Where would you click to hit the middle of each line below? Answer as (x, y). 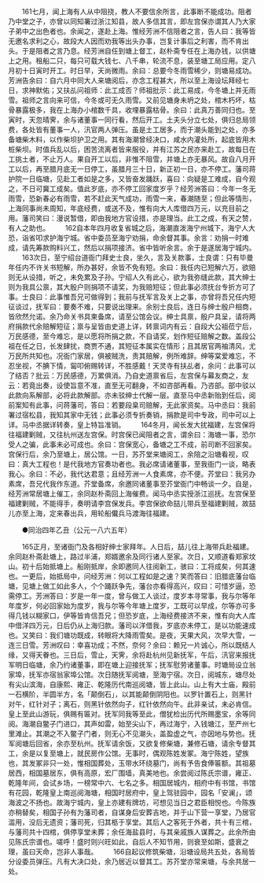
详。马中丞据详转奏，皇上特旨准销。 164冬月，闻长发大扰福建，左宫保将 (132, 425)
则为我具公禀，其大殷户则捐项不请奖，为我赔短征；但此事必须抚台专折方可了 (132, 287)
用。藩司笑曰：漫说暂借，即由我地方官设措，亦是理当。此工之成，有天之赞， (132, 218)
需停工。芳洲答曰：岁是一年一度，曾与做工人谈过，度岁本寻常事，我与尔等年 (132, 596)
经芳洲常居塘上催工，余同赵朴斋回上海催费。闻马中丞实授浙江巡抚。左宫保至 (132, 493)
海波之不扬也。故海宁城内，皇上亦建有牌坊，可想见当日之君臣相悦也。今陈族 (132, 802)
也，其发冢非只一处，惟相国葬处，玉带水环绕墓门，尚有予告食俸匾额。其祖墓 (132, 763)
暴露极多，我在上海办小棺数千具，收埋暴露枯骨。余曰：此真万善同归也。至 (135, 110)
